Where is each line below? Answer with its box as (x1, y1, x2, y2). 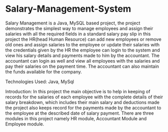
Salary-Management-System (5, 3, 131, 15)
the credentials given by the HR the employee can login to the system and (5, 47, 160, 53)
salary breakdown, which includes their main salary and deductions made (5, 99, 160, 105)
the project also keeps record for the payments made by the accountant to (5, 104, 161, 111)
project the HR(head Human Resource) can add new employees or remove (5, 36, 162, 42)
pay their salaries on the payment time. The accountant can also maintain (5, 63, 159, 69)
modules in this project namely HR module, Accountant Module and (5, 115, 147, 121)
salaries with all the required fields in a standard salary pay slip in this (5, 31, 151, 37)
